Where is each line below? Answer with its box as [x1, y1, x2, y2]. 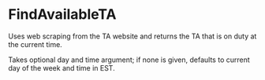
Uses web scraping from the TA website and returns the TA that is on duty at [8, 31, 257, 41]
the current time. [8, 39, 63, 49]
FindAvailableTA [8, 5, 117, 24]
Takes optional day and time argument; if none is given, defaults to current [8, 55, 250, 64]
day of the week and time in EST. [8, 63, 116, 72]
